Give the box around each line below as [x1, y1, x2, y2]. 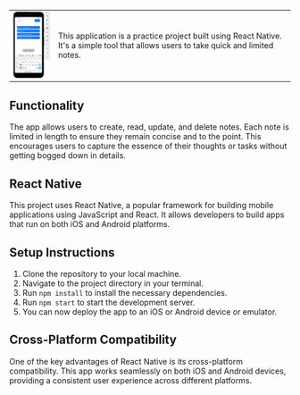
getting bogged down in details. [9, 150, 127, 161]
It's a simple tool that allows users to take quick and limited [57, 40, 274, 51]
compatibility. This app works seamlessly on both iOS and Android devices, [9, 366, 287, 376]
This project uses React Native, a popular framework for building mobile [9, 200, 274, 211]
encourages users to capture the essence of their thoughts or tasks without [9, 140, 287, 152]
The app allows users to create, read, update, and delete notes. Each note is [9, 122, 290, 132]
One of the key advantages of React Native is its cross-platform [9, 356, 244, 366]
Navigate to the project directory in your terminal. [21, 278, 204, 289]
